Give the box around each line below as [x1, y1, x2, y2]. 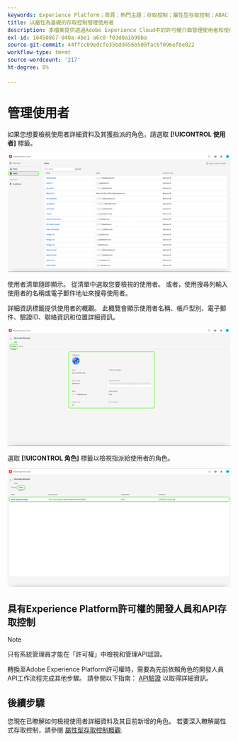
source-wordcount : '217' [7, 57, 81, 64]
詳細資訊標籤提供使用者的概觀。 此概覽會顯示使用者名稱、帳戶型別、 [7, 304, 208, 312]
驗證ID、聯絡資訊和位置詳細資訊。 [19, 312, 119, 321]
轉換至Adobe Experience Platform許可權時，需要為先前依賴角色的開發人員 [7, 665, 225, 674]
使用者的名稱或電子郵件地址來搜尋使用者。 [7, 288, 132, 297]
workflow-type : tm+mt [7, 49, 72, 56]
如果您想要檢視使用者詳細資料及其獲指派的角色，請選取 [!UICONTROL [7, 130, 212, 138]
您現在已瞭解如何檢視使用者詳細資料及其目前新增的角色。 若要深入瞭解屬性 [7, 717, 227, 725]
